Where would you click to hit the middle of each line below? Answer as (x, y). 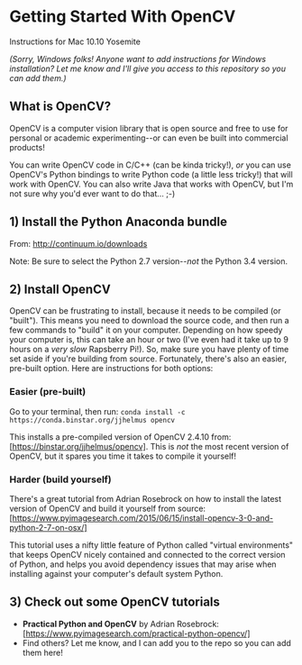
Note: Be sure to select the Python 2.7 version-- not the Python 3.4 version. (149, 261)
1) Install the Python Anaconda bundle (119, 222)
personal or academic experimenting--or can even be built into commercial (149, 138)
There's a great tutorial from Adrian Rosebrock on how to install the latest (146, 498)
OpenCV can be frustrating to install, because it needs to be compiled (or (145, 311)
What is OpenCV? (60, 107)
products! (27, 147)
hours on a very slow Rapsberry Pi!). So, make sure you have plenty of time (149, 350)
